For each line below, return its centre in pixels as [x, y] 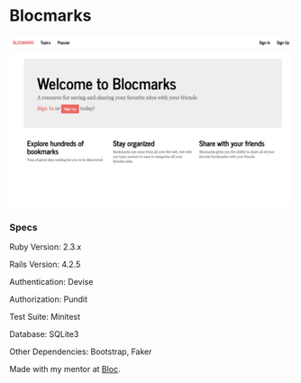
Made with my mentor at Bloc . [65, 369]
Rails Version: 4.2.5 [45, 264]
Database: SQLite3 [44, 333]
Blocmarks [50, 16]
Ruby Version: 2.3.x [46, 246]
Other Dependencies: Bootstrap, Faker [81, 351]
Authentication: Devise [51, 281]
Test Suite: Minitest [45, 316]
